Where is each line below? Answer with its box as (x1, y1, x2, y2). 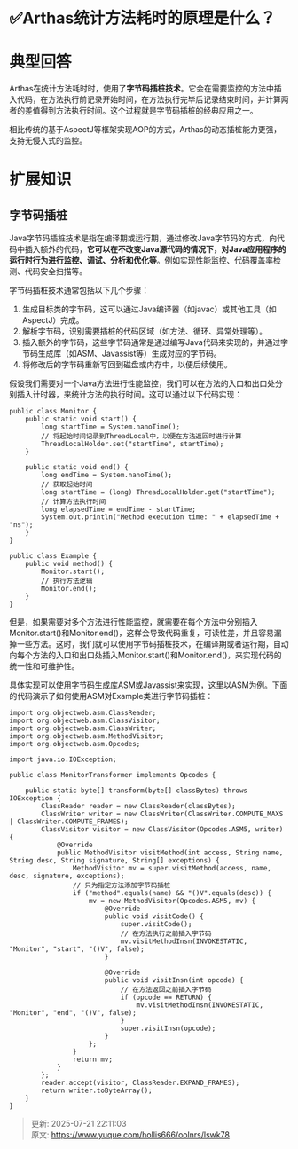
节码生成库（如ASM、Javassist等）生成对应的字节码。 (21, 348, 222, 359)
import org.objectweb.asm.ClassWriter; (9, 724, 157, 733)
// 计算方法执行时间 (41, 498, 106, 507)
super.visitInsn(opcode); (120, 1024, 216, 1034)
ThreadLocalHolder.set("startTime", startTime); (41, 440, 224, 449)
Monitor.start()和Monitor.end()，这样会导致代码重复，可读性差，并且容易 (9, 627, 275, 639)
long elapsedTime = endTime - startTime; (41, 505, 197, 515)
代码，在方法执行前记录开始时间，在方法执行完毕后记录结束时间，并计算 (16, 94, 281, 105)
